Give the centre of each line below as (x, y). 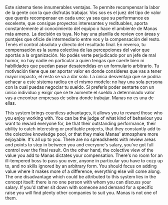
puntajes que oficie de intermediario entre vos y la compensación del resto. (83, 39)
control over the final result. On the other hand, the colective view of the (79, 150)
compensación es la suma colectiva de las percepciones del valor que (77, 50)
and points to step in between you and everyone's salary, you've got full (79, 145)
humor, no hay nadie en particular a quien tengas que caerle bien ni (75, 60)
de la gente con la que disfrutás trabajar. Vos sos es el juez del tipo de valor (83, 13)
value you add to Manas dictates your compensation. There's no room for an (84, 155)
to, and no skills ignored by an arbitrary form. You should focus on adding (81, 166)
